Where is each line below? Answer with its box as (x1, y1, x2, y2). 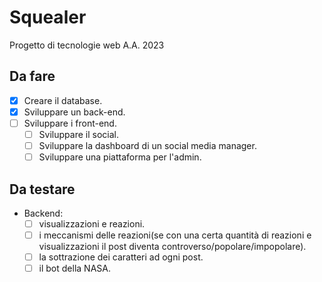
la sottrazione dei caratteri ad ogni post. (38, 251, 204, 263)
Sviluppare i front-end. (23, 117, 117, 129)
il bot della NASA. (38, 262, 111, 275)
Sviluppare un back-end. (23, 106, 126, 118)
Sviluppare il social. (38, 128, 119, 140)
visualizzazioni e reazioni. (38, 217, 146, 230)
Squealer (9, 6, 87, 29)
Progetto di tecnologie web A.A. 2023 (9, 39, 165, 51)
